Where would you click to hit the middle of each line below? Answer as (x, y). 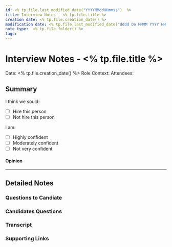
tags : (11, 34)
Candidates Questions (34, 211)
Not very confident (33, 149)
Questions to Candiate (34, 197)
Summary (21, 89)
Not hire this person (34, 117)
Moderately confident (36, 143)
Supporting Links (27, 239)
